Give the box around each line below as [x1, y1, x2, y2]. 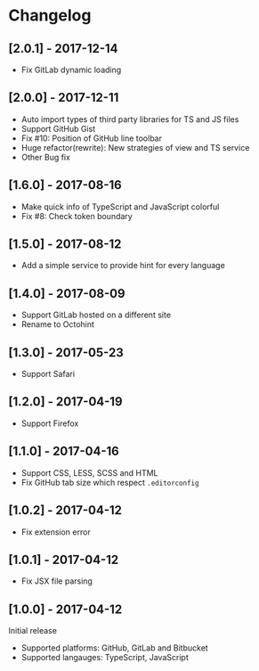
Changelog [8, 5, 92, 26]
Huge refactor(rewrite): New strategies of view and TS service [20, 142, 250, 152]
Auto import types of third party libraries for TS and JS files [20, 113, 239, 125]
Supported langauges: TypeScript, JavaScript [20, 652, 189, 663]
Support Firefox [20, 418, 79, 429]
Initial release [8, 626, 57, 636]
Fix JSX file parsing [20, 576, 93, 586]
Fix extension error [20, 527, 91, 537]
